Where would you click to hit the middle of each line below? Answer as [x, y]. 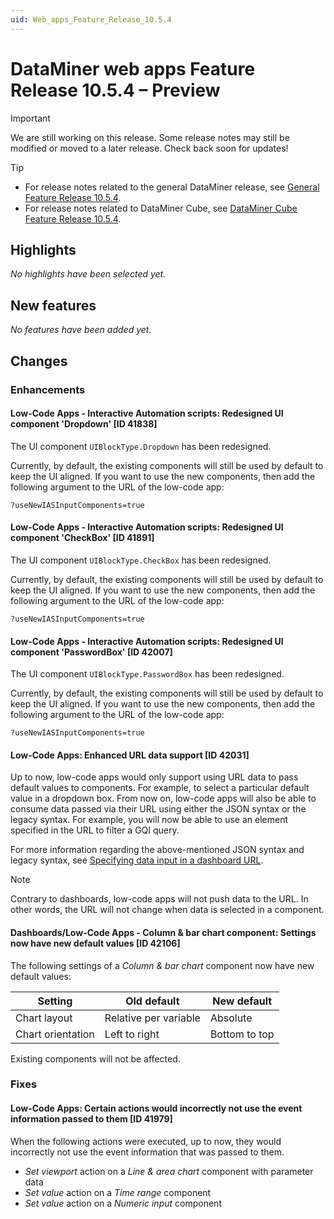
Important [30, 118]
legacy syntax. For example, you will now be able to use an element [149, 820]
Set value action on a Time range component [118, 1192]
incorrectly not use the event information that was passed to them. [147, 1152]
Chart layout [44, 1018]
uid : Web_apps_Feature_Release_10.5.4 [91, 19]
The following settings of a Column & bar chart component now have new [162, 965]
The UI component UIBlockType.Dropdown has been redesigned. [141, 446]
